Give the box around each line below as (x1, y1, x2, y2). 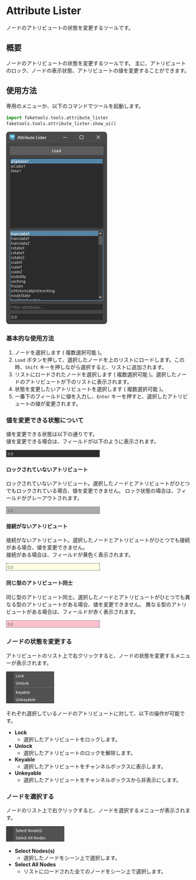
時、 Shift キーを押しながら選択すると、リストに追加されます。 (14, 363, 167, 370)
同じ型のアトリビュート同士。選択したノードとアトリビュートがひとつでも (6, 593, 185, 600)
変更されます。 (45, 400, 81, 407)
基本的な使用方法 (6, 335, 54, 343)
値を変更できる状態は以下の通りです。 (6, 430, 98, 437)
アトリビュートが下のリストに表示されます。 (25, 378, 133, 385)
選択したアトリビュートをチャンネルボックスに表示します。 (23, 762, 167, 770)
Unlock (14, 742, 33, 750)
